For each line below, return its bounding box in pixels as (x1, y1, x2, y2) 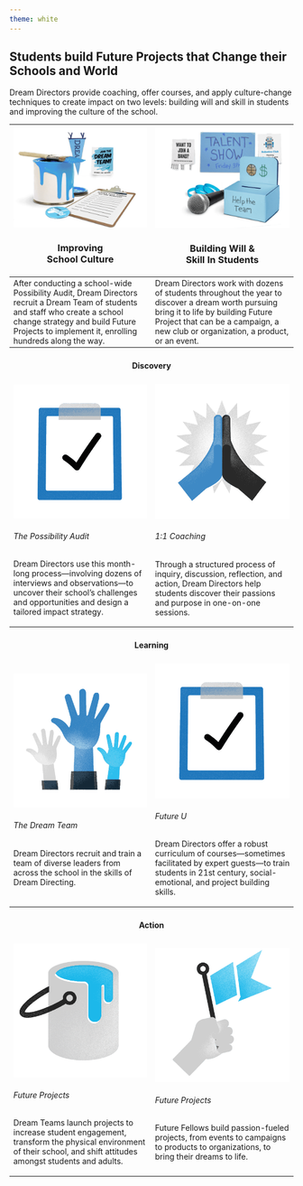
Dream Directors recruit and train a (13, 847, 142, 858)
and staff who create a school (13, 306, 124, 317)
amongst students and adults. (13, 1156, 124, 1167)
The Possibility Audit (13, 530, 90, 541)
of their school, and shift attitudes (13, 1146, 138, 1157)
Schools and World (9, 63, 119, 79)
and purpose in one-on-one (154, 597, 262, 608)
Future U (154, 810, 188, 821)
